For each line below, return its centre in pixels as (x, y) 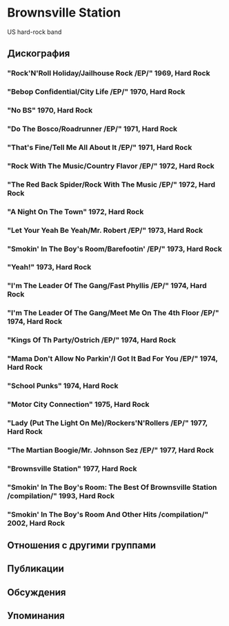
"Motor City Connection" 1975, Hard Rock (78, 404)
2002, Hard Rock (36, 523)
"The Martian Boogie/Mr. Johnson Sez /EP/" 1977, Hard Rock (111, 450)
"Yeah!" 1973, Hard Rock (49, 267)
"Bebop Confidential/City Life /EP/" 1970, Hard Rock (96, 92)
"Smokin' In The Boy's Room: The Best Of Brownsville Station (112, 487)
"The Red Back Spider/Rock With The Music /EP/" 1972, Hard (111, 184)
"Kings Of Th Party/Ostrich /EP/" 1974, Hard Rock (92, 340)
